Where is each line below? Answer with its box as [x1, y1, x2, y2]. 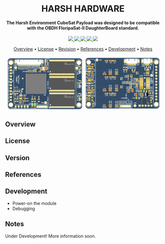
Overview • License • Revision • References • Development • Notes [13, 46, 153, 52]
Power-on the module [12, 200, 57, 206]
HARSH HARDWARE [41, 3, 125, 14]
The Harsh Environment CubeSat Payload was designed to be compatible [6, 20, 160, 26]
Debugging [12, 205, 36, 211]
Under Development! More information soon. [5, 233, 96, 239]
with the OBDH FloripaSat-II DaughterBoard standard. [27, 25, 139, 31]
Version [5, 154, 30, 162]
